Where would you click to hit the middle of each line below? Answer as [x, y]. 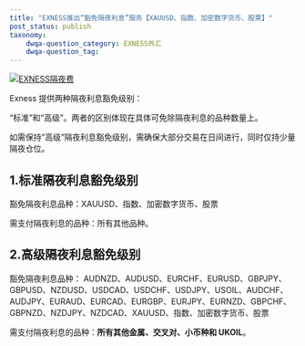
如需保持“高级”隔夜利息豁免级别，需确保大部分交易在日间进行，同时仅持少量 [152, 137]
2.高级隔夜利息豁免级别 [75, 255]
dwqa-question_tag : [63, 52]
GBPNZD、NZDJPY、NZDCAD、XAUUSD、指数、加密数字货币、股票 [139, 312]
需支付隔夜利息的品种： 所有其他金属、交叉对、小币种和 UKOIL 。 [130, 332]
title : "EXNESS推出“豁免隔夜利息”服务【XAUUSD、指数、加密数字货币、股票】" [141, 18]
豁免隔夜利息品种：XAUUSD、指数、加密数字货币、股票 [114, 204]
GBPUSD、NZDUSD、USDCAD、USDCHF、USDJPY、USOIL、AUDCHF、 [149, 289]
